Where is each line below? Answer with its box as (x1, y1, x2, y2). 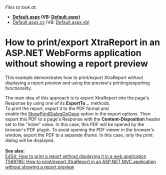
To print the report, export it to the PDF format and (5, 105, 109, 111)
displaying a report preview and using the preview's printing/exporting (5, 79, 150, 85)
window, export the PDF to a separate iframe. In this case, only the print (5, 132, 153, 138)
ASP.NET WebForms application (5, 47, 141, 59)
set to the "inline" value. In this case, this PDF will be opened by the (5, 121, 144, 127)
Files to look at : (5, 4, 37, 10)
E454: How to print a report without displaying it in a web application (5, 153, 146, 159)
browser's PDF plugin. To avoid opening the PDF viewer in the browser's (5, 126, 154, 132)
